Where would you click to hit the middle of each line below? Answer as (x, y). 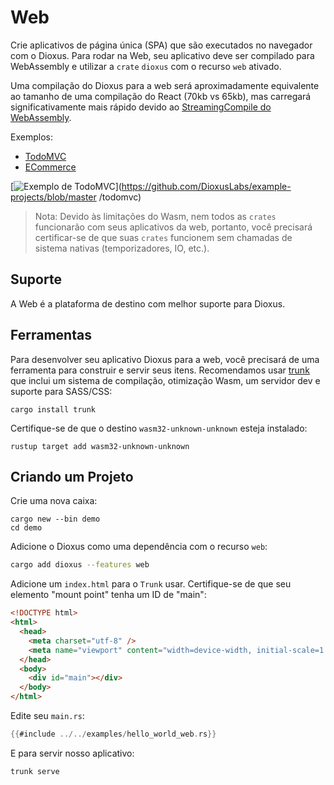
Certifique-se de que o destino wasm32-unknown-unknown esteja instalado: (159, 428)
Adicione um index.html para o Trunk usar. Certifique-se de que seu (151, 584)
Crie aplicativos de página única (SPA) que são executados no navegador (161, 45)
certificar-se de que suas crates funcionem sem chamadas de (163, 237)
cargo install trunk (53, 409)
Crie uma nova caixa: (54, 501)
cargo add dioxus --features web (80, 565)
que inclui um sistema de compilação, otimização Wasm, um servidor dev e (165, 380)
